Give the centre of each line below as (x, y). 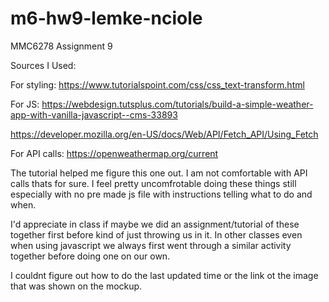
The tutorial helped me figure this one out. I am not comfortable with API (159, 173)
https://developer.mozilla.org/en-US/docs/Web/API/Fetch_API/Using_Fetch (164, 134)
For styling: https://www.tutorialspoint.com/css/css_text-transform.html (157, 84)
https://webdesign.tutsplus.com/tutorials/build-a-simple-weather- (177, 104)
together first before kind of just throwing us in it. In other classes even (156, 234)
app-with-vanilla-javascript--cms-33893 (94, 114)
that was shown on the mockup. (76, 286)
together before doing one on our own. (90, 256)
